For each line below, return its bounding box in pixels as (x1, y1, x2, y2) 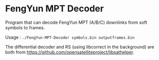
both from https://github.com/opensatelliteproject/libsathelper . (5, 49, 134, 55)
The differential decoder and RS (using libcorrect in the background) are (5, 44, 154, 50)
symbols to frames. (5, 24, 45, 30)
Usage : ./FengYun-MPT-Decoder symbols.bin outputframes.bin (5, 34, 135, 40)
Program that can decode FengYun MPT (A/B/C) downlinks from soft (5, 19, 147, 25)
